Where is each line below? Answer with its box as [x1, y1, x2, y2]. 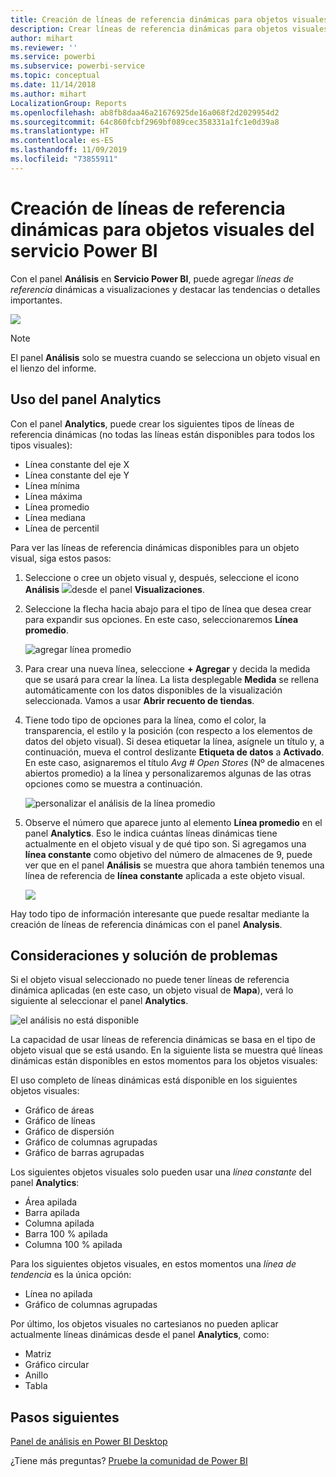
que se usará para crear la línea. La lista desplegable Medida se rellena [24, 673, 320, 685]
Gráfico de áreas [24, 1104, 95, 1116]
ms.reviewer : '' [10, 42, 78, 53]
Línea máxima [24, 490, 83, 502]
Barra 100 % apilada [24, 1228, 108, 1240]
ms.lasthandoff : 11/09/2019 [10, 145, 128, 155]
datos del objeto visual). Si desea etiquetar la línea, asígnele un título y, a [24, 735, 325, 747]
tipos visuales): [10, 439, 73, 451]
